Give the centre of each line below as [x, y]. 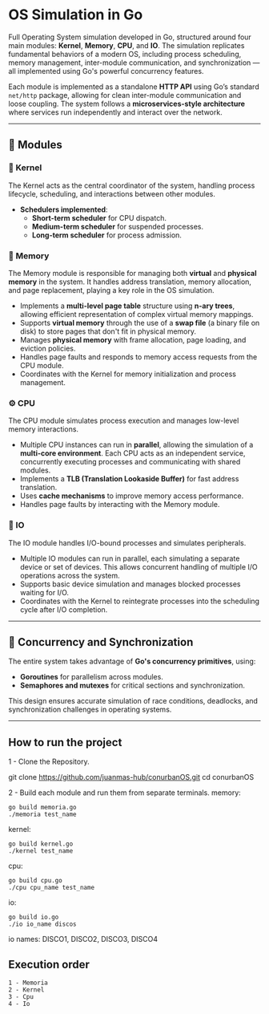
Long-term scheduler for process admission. [107, 235]
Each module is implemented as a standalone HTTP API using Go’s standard [134, 87]
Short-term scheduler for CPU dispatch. [99, 217]
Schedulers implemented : [64, 209]
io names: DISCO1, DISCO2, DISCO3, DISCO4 [83, 939]
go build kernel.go [41, 844]
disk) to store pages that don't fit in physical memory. [108, 331]
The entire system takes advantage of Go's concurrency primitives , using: [132, 661]
